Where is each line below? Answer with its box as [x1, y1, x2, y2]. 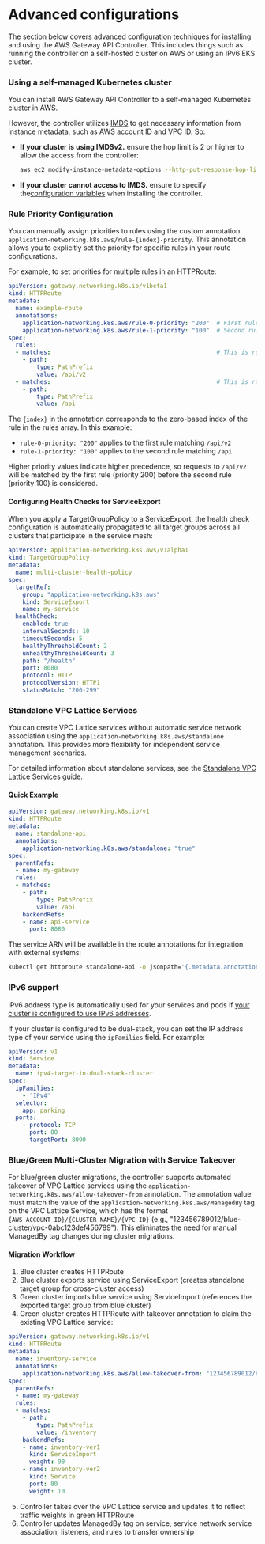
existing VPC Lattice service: [19, 1318, 114, 1327]
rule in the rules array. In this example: [8, 423, 132, 432]
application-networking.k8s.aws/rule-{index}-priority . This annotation [8, 235, 247, 245]
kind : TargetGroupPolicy [8, 554, 90, 562]
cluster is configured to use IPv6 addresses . [8, 1008, 151, 1018]
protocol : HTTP [22, 671, 73, 680]
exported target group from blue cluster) [19, 1300, 151, 1311]
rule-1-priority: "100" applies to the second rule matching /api [19, 446, 233, 456]
